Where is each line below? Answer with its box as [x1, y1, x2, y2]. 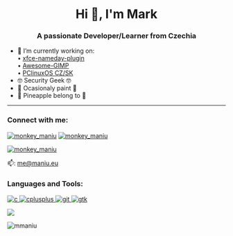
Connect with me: [7, 115, 69, 125]
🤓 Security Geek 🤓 [17, 76, 71, 85]
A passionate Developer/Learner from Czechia [37, 31, 196, 41]
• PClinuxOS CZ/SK [17, 69, 74, 77]
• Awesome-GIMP [17, 62, 69, 70]
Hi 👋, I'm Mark [75, 6, 158, 22]
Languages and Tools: [7, 179, 83, 189]
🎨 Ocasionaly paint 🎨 [17, 84, 78, 92]
